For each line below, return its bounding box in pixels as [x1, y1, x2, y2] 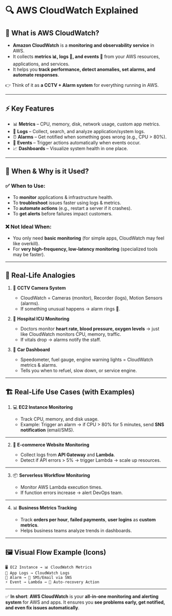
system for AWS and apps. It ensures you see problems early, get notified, [5, 599, 165, 605]
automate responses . [12, 72, 59, 78]
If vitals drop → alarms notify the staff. [20, 336, 101, 342]
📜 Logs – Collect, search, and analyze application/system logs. [12, 128, 145, 134]
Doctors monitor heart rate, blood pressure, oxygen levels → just [20, 325, 160, 332]
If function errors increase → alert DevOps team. [20, 490, 123, 496]
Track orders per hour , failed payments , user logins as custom [20, 517, 156, 523]
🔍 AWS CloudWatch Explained [5, 5, 139, 16]
